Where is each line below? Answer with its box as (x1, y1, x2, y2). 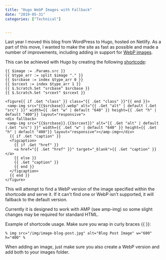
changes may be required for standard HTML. (5, 212, 99, 218)
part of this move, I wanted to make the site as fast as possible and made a (5, 44, 159, 50)
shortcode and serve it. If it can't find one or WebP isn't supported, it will (5, 191, 154, 197)
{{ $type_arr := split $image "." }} (5, 73, 83, 78)
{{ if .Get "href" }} (14, 143, 59, 148)
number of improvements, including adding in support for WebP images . (5, 49, 153, 55)
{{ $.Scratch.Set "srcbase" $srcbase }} (5, 86, 90, 91)
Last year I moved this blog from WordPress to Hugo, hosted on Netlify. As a (5, 39, 162, 45)
